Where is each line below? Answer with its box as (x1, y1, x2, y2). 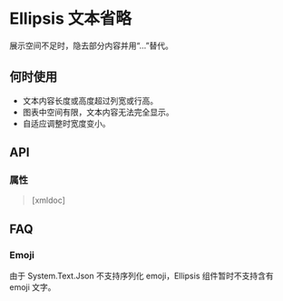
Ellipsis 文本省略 (9, 8, 132, 29)
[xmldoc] (31, 195, 66, 206)
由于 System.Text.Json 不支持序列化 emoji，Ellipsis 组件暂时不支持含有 (9, 270, 274, 282)
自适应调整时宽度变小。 (22, 117, 111, 128)
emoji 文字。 (9, 282, 56, 293)
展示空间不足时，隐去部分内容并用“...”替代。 (9, 40, 174, 51)
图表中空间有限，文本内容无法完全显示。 (22, 106, 174, 117)
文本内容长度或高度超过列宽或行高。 (22, 95, 159, 105)
